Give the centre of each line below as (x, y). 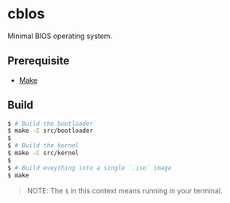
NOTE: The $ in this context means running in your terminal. (125, 190)
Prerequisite (39, 61)
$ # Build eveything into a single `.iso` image (90, 168)
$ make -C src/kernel (43, 153)
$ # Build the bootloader (50, 123)
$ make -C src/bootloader (50, 131)
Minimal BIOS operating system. (60, 36)
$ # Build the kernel (43, 146)
